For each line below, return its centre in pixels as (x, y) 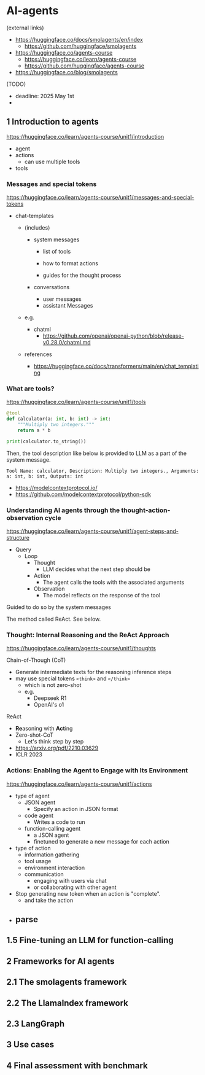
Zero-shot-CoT (34, 735)
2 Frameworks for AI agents (60, 961)
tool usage (38, 861)
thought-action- (146, 510)
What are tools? (30, 389)
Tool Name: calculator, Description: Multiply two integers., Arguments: (103, 471)
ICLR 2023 (29, 755)
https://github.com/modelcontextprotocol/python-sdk (83, 494)
